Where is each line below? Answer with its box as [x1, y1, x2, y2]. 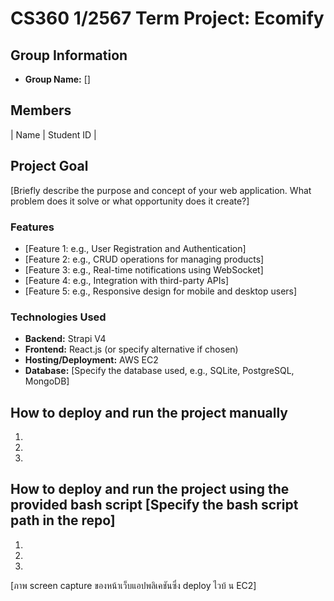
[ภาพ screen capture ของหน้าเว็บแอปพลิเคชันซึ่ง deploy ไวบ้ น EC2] [10, 579, 257, 591]
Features [10, 220, 55, 234]
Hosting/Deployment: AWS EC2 [24, 354, 159, 366]
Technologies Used [10, 310, 107, 324]
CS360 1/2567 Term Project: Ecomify [10, 7, 325, 30]
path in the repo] [10, 512, 116, 529]
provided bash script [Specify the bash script [10, 497, 299, 514]
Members [10, 102, 72, 119]
